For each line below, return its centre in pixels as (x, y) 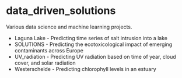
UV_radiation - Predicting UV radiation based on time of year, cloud (95, 56)
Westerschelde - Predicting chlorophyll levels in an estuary (85, 69)
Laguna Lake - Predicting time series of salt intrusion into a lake (91, 38)
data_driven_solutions (61, 11)
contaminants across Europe (49, 50)
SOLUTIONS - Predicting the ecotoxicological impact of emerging (93, 44)
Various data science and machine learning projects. (69, 27)
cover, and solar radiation (45, 63)
